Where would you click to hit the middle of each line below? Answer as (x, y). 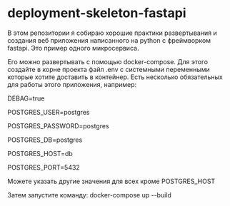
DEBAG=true (26, 98)
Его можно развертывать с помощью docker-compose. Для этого (108, 61)
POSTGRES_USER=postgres (49, 112)
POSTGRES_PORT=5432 (44, 167)
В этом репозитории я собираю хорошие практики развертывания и (112, 33)
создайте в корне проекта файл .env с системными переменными (109, 69)
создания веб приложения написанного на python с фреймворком (109, 40)
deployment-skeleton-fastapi (97, 13)
